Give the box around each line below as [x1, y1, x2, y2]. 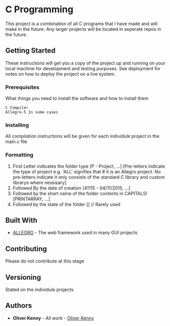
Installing [5, 121, 29, 129]
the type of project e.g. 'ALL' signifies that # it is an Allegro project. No [12, 168, 161, 175]
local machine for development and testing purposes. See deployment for [5, 65, 161, 71]
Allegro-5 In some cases [5, 110, 58, 115]
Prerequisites [5, 84, 39, 91]
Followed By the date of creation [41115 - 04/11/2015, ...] [12, 185, 131, 191]
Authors [5, 301, 32, 310]
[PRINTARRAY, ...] [12, 196, 50, 202]
